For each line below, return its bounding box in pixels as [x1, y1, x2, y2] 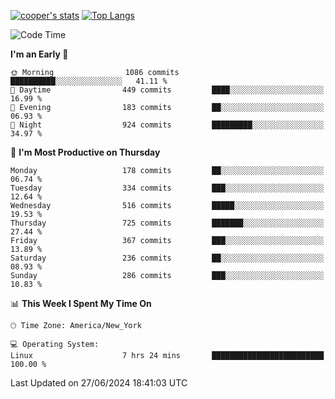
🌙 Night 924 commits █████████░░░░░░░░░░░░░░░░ [10, 120, 325, 130]
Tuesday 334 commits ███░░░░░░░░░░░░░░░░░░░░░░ [10, 183, 325, 193]
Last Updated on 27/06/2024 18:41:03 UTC [10, 377, 188, 389]
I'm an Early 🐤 [10, 48, 69, 60]
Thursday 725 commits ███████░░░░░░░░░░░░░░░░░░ [10, 218, 325, 228]
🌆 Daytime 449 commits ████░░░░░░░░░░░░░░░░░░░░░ [10, 85, 325, 95]
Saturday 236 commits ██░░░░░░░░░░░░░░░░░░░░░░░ [10, 253, 325, 263]
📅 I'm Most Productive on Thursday [10, 146, 161, 158]
